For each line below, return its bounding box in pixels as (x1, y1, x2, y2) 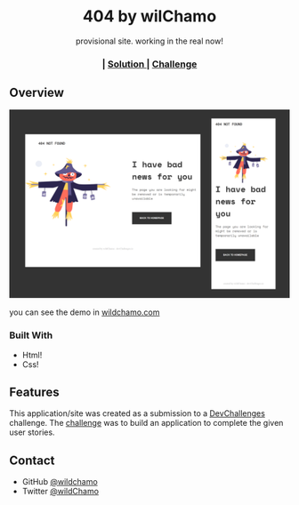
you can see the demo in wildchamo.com (9, 307, 160, 317)
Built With (9, 329, 53, 341)
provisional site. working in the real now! (75, 36, 224, 46)
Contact (9, 453, 55, 468)
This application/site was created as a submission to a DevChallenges (9, 408, 265, 419)
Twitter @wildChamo (21, 486, 100, 497)
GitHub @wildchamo (21, 477, 98, 487)
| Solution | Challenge (101, 58, 198, 70)
